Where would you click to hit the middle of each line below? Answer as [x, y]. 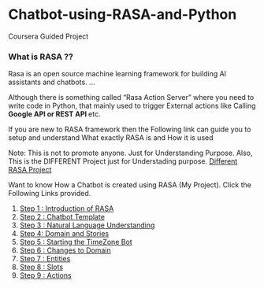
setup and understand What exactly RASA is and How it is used [111, 138]
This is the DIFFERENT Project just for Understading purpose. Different [123, 161]
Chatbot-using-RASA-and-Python [123, 15]
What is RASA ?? [41, 57]
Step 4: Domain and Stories [64, 234]
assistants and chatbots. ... [52, 82]
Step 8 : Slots [41, 267]
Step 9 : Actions [46, 275]
